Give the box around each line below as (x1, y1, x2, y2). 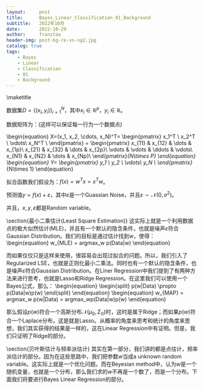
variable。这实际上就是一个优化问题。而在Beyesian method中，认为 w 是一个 (6, 360, 197, 368)
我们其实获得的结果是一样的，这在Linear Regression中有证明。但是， (16, 324, 191, 332)
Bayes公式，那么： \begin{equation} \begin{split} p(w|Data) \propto (6, 282, 177, 290)
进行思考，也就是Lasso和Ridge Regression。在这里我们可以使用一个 (16, 274, 188, 282)
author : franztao (6, 32, 62, 38)
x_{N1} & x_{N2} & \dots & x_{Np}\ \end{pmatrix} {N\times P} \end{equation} (6, 152, 196, 159)
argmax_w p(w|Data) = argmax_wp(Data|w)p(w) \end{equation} (6, 295, 166, 302)
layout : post (6, 9, 51, 15)
